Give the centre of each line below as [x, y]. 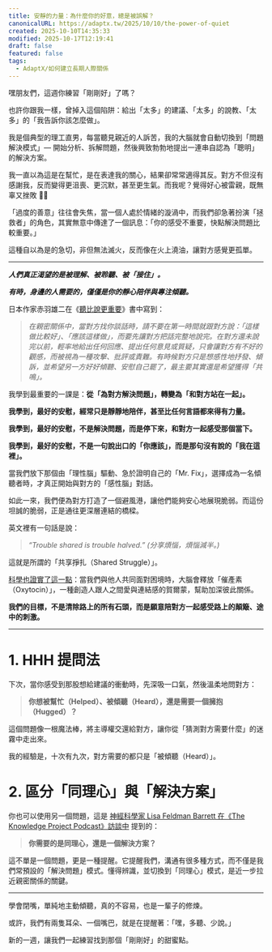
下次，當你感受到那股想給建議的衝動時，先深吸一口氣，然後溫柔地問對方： [132, 684]
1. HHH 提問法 [54, 660]
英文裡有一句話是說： [44, 527]
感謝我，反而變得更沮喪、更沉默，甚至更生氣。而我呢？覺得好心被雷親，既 [132, 185]
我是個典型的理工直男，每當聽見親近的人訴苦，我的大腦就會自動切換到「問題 [136, 137]
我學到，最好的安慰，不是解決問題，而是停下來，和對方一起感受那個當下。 [132, 428]
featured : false [36, 53]
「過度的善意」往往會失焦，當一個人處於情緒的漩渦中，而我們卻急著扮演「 [132, 212]
